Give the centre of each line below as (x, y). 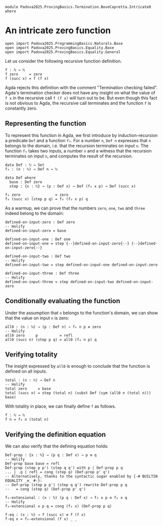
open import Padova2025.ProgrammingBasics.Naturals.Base (64, 43)
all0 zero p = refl (39, 335)
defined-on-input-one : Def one (38, 239)
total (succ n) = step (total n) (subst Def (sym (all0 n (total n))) (78, 393)
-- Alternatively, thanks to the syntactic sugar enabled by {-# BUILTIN (81, 477)
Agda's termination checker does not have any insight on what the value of (80, 93)
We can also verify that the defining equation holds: (57, 446)
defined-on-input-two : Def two (38, 256)
